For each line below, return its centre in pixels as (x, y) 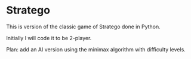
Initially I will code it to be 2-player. (49, 38)
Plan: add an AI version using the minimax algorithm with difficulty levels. (96, 49)
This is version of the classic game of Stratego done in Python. (84, 27)
